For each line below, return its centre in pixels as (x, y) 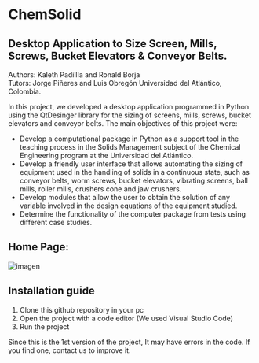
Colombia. (25, 91)
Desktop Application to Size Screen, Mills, (113, 44)
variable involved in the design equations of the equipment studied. (128, 206)
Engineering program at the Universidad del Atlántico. (106, 156)
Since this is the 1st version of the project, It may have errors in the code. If (129, 342)
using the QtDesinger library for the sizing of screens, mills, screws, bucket (129, 115)
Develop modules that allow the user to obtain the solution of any (124, 197)
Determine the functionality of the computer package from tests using (132, 214)
